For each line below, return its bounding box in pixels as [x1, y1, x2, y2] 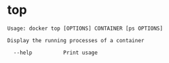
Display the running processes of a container [7, 37, 145, 44]
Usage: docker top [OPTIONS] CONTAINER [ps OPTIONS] [7, 25, 163, 32]
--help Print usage [13, 49, 98, 56]
